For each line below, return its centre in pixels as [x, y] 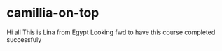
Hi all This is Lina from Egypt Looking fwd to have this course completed [111, 32]
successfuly [24, 39]
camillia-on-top [53, 13]
